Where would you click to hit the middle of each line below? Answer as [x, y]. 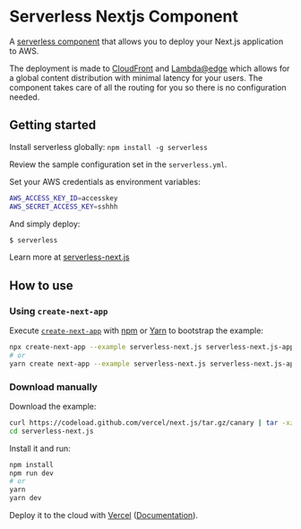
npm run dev [31, 473]
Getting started [53, 125]
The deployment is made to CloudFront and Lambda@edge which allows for [150, 68]
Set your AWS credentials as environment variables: [105, 181]
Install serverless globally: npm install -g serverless [108, 146]
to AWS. [24, 50]
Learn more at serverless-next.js [69, 257]
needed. [25, 97]
